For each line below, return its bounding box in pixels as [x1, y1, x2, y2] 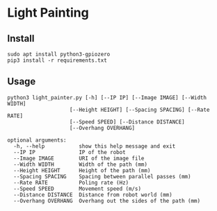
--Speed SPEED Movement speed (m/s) [13, 185, 141, 192]
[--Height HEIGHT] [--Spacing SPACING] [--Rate [69, 106, 210, 113]
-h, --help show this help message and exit [13, 142, 176, 150]
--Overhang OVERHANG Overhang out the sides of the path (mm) [13, 197, 200, 204]
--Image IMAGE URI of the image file [13, 155, 145, 162]
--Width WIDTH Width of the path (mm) [13, 161, 148, 168]
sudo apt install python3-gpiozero [7, 51, 111, 58]
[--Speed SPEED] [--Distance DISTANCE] [69, 118, 186, 126]
